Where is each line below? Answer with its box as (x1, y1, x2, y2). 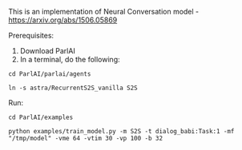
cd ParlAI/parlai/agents (8, 70, 91, 78)
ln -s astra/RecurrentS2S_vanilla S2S (8, 84, 138, 92)
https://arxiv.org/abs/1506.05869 (8, 15, 118, 25)
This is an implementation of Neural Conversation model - (8, 7, 200, 16)
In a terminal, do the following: (19, 55, 120, 64)
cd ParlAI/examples (8, 113, 74, 121)
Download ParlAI (19, 46, 76, 55)
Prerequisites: (8, 31, 54, 40)
